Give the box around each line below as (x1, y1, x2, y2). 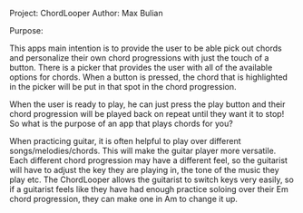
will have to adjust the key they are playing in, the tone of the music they (9, 165, 279, 175)
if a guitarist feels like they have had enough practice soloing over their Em (9, 184, 288, 194)
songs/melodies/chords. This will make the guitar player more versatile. (9, 145, 277, 156)
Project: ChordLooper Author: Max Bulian (9, 8, 163, 18)
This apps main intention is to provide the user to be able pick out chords (9, 43, 283, 53)
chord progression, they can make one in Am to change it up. (9, 194, 239, 204)
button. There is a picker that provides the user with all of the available (9, 63, 273, 73)
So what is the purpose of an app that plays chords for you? (9, 118, 233, 129)
